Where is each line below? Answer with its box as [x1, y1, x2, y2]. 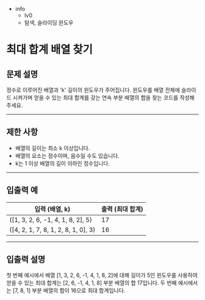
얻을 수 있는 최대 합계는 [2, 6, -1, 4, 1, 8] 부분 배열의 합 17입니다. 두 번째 [6, 279, 177, 287]
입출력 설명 [6, 254, 46, 265]
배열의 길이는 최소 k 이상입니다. [15, 144, 90, 152]
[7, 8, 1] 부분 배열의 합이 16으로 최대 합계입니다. [12, 287, 126, 294]
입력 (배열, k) [34, 204, 71, 213]
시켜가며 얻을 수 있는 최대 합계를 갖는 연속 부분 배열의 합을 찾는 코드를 [12, 94, 179, 101]
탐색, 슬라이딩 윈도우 [24, 19, 74, 26]
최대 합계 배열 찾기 [6, 43, 93, 57]
